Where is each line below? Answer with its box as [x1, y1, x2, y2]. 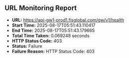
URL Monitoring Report [4, 4, 77, 12]
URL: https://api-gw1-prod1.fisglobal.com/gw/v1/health [11, 17, 125, 23]
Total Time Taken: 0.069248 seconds [11, 32, 90, 38]
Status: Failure [11, 43, 43, 49]
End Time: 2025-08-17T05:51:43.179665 [11, 27, 95, 33]
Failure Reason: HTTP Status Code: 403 [11, 48, 95, 54]
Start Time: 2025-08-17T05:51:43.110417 [11, 22, 96, 28]
